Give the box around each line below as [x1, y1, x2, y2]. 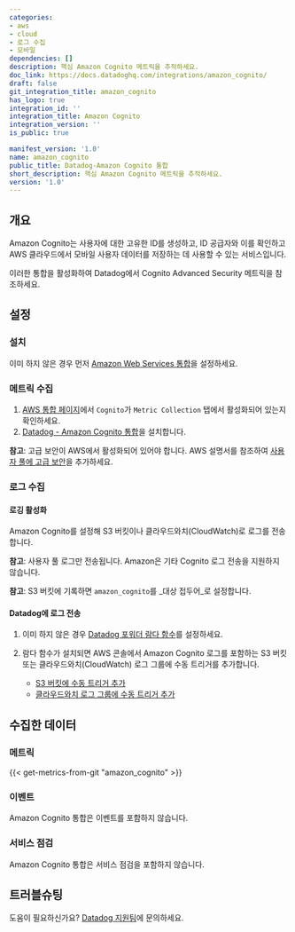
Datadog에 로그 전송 [9, 607, 82, 618]
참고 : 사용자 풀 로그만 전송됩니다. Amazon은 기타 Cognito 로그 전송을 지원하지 [9, 556, 281, 566]
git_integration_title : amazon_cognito [9, 87, 157, 96]
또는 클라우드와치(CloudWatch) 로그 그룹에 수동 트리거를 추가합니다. [21, 659, 260, 670]
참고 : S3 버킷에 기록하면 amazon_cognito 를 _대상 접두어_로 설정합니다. [9, 586, 252, 596]
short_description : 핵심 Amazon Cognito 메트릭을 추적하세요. [9, 170, 223, 178]
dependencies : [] [9, 54, 74, 63]
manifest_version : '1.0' [9, 145, 101, 154]
